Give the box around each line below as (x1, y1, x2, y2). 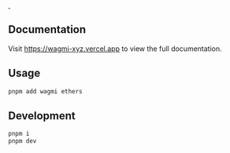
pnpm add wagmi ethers (8, 87, 83, 95)
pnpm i (8, 130, 30, 138)
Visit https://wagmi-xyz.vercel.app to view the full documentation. (8, 44, 222, 53)
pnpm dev (8, 137, 37, 145)
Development (8, 109, 76, 122)
